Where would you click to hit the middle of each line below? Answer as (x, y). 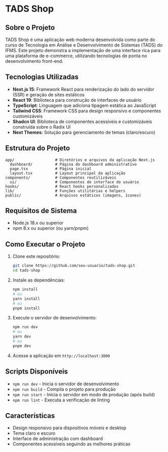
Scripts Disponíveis (37, 372)
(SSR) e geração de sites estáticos (49, 95)
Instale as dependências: (38, 280)
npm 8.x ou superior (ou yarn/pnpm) (51, 228)
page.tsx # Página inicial (51, 169)
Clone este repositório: (36, 257)
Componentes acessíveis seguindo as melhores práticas (71, 444)
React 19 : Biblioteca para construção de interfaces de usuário (77, 100)
